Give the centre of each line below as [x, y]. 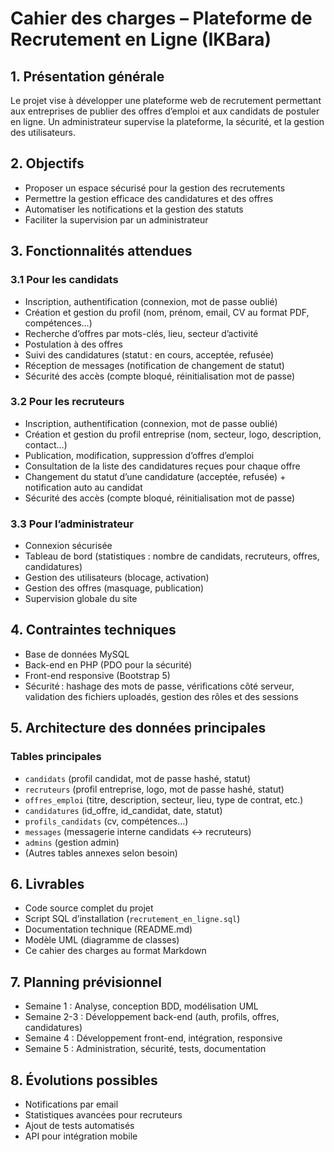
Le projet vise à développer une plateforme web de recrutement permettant [166, 100]
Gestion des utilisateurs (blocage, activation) [117, 578]
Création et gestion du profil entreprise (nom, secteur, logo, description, [173, 434]
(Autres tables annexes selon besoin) [101, 853]
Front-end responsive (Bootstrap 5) [97, 675]
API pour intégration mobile [81, 1136]
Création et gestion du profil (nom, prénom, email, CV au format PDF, [167, 312]
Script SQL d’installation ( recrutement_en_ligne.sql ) [132, 919]
